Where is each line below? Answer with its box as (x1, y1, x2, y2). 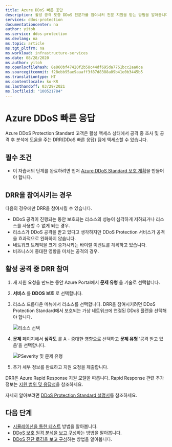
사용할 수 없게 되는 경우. (22, 223, 71, 229)
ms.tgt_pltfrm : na (5, 46, 45, 51)
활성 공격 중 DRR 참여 (5, 265, 69, 274)
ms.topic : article (5, 41, 45, 46)
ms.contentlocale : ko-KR (5, 79, 58, 84)
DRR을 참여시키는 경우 (5, 190, 72, 199)
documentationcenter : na (5, 22, 58, 27)
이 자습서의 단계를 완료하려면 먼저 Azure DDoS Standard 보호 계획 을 (12, 168, 151, 174)
